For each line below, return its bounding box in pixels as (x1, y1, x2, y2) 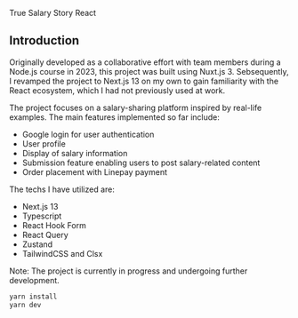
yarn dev (9, 300, 42, 309)
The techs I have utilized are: (9, 184, 116, 195)
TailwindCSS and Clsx (21, 248, 103, 258)
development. (9, 274, 60, 285)
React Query (21, 229, 68, 240)
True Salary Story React (9, 8, 96, 18)
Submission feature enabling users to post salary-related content (21, 157, 261, 168)
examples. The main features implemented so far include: (9, 111, 220, 123)
